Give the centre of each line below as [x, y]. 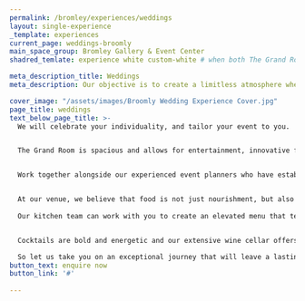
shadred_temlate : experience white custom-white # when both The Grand [148, 60]
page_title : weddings [50, 110]
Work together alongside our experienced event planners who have [146, 175]
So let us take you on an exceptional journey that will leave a [144, 257]
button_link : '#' [42, 274]
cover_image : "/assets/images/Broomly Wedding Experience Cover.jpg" [144, 101]
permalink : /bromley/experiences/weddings [91, 18]
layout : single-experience [60, 26]
